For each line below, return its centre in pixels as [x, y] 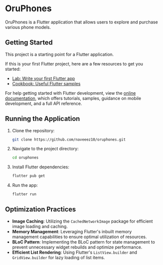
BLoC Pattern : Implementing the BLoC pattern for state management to [83, 242]
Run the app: [25, 185]
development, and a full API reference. [44, 103]
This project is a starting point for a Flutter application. [59, 54]
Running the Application [43, 119]
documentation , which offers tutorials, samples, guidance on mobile [73, 98]
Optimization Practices [41, 210]
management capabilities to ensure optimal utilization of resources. [79, 237]
